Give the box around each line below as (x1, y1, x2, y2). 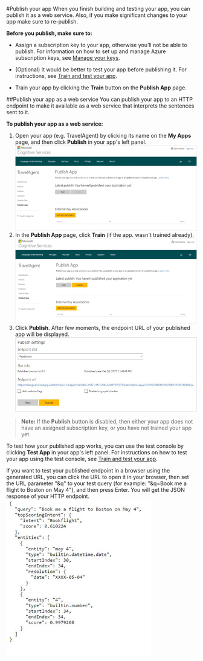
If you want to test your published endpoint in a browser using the (6, 467, 170, 474)
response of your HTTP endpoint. (6, 492, 89, 500)
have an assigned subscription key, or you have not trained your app (21, 424, 192, 431)
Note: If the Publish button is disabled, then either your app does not (21, 418, 193, 425)
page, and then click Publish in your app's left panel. (14, 138, 147, 146)
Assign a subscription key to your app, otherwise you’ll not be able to (14, 42, 187, 48)
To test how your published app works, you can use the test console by (6, 442, 184, 450)
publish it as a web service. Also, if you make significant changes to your (6, 11, 188, 19)
